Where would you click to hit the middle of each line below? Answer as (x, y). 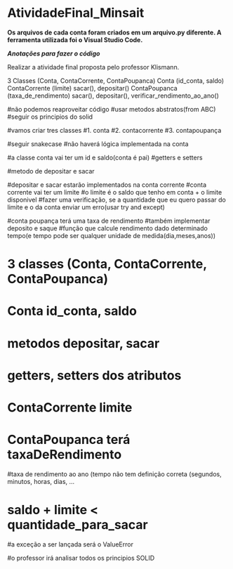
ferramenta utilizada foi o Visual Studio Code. (75, 39)
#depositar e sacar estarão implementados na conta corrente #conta (107, 185)
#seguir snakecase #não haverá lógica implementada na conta (98, 144)
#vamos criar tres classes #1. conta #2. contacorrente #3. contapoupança (114, 130)
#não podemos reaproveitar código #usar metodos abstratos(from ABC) (112, 109)
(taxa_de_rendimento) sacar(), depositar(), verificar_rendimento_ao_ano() (113, 96)
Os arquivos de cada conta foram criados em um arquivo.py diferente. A (114, 32)
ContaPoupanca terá (69, 440)
